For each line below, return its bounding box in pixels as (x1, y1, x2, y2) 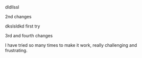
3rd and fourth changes (5, 33, 53, 38)
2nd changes (5, 14, 32, 19)
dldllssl (5, 4, 20, 10)
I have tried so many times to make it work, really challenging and (5, 42, 137, 48)
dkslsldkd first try (5, 23, 40, 29)
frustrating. (5, 48, 28, 53)
